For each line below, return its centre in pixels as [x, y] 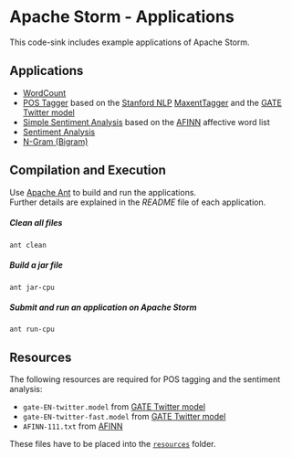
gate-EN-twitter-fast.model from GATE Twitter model [124, 417]
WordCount [44, 92]
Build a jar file [36, 265]
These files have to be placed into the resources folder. [113, 444]
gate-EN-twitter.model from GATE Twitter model [114, 407]
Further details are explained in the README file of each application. [138, 202]
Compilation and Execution [88, 170]
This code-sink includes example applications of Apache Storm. [130, 42]
